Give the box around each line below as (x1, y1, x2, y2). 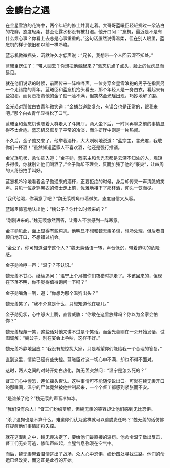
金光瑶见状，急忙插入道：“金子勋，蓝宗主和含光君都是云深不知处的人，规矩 (5, 155, 163, 161)
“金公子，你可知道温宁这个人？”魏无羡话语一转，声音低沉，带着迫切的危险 (5, 244, 160, 251)
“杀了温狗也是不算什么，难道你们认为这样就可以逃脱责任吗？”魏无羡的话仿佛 (5, 416, 164, 422)
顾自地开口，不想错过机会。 (5, 234, 63, 240)
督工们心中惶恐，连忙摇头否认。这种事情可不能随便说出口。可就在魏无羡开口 (5, 378, 165, 384)
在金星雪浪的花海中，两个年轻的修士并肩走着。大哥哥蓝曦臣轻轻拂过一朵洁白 (5, 22, 165, 28)
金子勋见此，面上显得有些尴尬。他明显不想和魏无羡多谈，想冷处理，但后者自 (5, 228, 165, 234)
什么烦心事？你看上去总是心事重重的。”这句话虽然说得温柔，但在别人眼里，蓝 (5, 35, 165, 41)
